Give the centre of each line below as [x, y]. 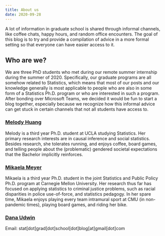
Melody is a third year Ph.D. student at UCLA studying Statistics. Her [76, 133]
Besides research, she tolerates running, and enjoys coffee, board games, [81, 144]
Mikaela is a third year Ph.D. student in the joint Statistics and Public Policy [82, 178]
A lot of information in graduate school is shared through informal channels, [83, 28]
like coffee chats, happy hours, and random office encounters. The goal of [82, 34]
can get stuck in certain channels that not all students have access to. [77, 109]
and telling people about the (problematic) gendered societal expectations [81, 149]
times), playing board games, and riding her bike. [77, 205]
